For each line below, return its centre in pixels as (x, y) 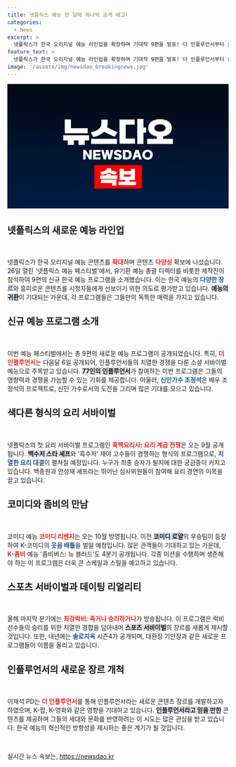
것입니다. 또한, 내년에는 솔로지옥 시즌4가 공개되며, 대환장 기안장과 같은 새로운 (113, 636)
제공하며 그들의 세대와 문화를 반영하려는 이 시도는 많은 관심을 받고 (116, 719)
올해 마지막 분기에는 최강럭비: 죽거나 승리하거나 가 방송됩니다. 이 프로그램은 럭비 (116, 619)
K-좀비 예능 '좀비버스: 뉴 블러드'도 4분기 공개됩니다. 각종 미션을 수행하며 (106, 554)
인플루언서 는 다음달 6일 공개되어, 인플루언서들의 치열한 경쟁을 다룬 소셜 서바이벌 (117, 362)
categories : (25, 22)
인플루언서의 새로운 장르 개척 (66, 670)
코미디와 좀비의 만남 (48, 504)
